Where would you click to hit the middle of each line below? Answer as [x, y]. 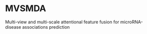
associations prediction [46, 27]
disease [13, 27]
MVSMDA [26, 8]
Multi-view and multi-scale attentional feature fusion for [62, 22]
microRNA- [131, 22]
